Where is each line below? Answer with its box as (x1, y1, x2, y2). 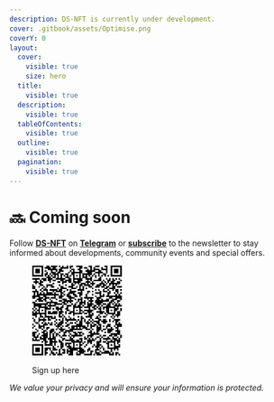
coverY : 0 (9, 33, 47, 42)
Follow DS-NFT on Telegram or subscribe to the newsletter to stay (9, 238, 259, 248)
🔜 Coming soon (9, 207, 131, 228)
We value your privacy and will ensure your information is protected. (9, 382, 264, 393)
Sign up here (32, 364, 79, 375)
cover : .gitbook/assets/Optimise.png (9, 23, 151, 33)
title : (17, 81, 42, 90)
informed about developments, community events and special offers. (9, 247, 266, 257)
